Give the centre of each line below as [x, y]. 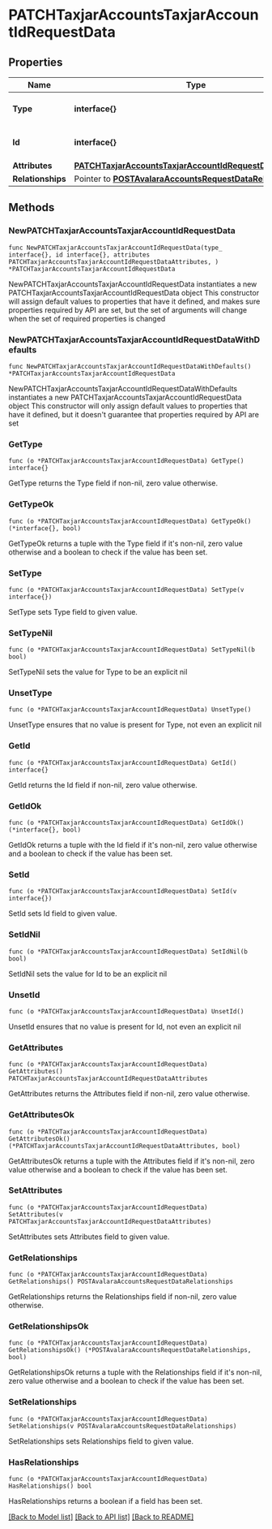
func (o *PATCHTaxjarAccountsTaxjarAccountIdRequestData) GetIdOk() [126, 823]
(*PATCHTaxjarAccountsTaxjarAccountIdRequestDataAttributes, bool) [125, 1146]
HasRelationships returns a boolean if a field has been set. [106, 1501]
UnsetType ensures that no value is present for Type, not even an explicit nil [135, 725]
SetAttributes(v [36, 1214]
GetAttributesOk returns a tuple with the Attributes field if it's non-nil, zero [132, 1161]
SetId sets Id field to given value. [63, 914]
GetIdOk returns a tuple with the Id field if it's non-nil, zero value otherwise [133, 845]
